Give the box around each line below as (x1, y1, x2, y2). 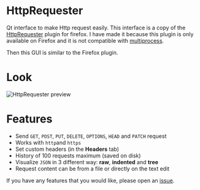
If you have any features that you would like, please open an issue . (6, 177, 175, 184)
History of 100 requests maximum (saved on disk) (15, 151, 141, 159)
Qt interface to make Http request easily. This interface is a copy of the (6, 24, 186, 31)
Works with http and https (15, 139, 82, 146)
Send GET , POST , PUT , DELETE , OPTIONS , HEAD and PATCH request (15, 132, 167, 140)
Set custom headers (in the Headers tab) (15, 145, 120, 153)
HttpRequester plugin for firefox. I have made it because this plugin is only (6, 30, 194, 37)
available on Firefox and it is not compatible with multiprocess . (6, 37, 164, 44)
